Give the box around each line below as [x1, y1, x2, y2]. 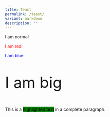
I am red [5, 43, 22, 49]
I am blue [5, 53, 24, 59]
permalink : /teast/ [5, 12, 45, 17]
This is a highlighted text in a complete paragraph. [5, 106, 106, 112]
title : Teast [5, 7, 32, 12]
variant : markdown [5, 16, 42, 21]
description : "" [5, 20, 38, 26]
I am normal [5, 34, 29, 40]
